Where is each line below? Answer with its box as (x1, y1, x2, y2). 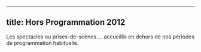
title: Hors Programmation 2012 (6, 17, 126, 27)
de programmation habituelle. (6, 39, 79, 46)
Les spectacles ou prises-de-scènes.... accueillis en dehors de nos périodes (6, 33, 195, 40)
